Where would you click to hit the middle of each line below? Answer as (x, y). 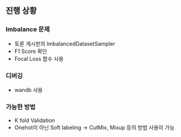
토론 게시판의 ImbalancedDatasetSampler (65, 43)
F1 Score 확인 (31, 51)
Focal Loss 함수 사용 (39, 58)
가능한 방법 (21, 107)
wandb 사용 (29, 90)
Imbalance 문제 (28, 29)
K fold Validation (35, 120)
